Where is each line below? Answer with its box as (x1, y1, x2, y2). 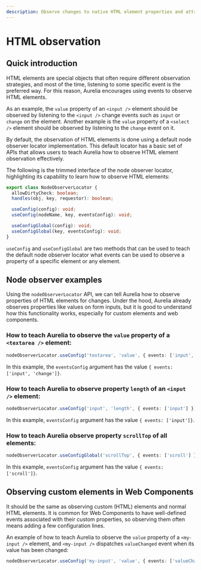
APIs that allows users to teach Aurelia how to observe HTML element (6, 148, 178, 156)
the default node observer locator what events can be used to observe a (6, 251, 185, 258)
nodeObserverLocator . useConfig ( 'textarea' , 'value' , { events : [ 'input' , (6, 352, 194, 358)
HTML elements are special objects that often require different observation (6, 74, 190, 82)
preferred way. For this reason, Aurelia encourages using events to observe (6, 87, 193, 94)
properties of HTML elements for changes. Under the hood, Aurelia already (6, 297, 191, 304)
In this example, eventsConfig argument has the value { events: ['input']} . (6, 416, 195, 423)
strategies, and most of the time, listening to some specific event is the (6, 80, 181, 88)
